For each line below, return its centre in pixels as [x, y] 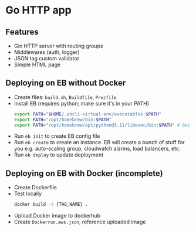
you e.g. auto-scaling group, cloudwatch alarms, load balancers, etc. [97, 149]
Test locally [28, 193]
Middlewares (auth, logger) [47, 52]
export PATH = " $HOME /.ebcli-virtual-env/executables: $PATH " [88, 114]
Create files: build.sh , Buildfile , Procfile [65, 97]
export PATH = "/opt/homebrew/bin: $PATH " [63, 120]
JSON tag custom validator [47, 58]
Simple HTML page [37, 64]
